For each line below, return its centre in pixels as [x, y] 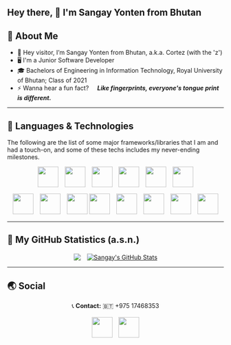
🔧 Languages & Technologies [70, 126]
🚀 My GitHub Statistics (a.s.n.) [73, 240]
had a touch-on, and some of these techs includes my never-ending [103, 150]
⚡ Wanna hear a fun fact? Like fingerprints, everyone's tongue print [118, 88]
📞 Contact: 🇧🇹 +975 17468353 [115, 306]
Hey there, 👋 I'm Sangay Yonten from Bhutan [104, 13]
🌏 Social [26, 286]
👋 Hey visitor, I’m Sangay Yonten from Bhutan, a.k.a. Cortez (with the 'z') [120, 53]
